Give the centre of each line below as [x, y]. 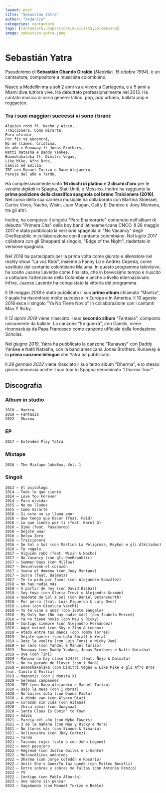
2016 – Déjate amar [25, 532]
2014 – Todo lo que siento [33, 492]
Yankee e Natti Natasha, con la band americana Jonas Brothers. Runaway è [83, 349]
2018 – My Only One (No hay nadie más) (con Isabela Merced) [70, 615]
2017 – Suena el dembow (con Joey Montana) [51, 571]
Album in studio [25, 400]
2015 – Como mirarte [27, 509]
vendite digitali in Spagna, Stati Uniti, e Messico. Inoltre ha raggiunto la [78, 189]
